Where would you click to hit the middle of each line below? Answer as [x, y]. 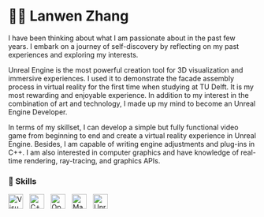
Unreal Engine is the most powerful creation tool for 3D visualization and [126, 69]
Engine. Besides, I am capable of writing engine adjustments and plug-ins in [132, 144]
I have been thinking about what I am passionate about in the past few [122, 38]
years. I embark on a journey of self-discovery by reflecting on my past [124, 46]
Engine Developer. [38, 112]
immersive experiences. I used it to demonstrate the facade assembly [121, 78]
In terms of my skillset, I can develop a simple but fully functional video [123, 127]
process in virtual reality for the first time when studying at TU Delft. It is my [131, 87]
